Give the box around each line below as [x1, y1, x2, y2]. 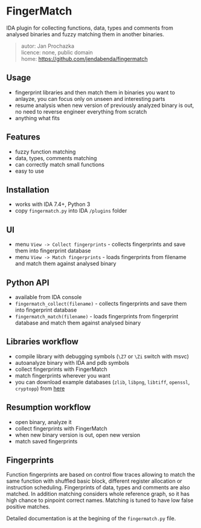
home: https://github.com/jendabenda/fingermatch [21, 55, 148, 62]
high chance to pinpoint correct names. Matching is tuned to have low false [6, 497, 194, 504]
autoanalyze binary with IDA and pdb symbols [14, 359, 130, 366]
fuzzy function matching [14, 148, 76, 155]
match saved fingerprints [14, 437, 78, 445]
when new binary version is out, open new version [14, 431, 141, 439]
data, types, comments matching [14, 154, 97, 161]
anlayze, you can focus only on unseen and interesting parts [14, 95, 165, 102]
